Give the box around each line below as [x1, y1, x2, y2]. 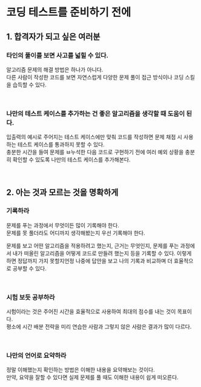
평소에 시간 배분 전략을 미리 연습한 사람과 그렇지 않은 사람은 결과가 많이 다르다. [6, 323, 192, 330]
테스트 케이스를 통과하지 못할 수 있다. [17, 141, 105, 148]
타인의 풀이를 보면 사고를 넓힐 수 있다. [6, 51, 109, 59]
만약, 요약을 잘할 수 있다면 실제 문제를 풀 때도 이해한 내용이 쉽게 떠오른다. [6, 374, 179, 381]
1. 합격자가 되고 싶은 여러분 [6, 31, 100, 42]
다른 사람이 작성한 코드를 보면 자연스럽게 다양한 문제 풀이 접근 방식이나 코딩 [6, 73, 184, 80]
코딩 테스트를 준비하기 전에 [6, 5, 131, 19]
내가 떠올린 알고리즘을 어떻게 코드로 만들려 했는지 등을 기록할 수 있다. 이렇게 [12, 249, 192, 257]
